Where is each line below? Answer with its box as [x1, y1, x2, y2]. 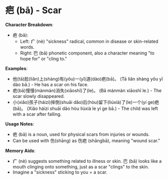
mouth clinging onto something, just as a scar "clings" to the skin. [12, 163, 149, 169]
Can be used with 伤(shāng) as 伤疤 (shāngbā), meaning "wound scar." [12, 137, 160, 144]
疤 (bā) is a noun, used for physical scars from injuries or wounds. [12, 131, 150, 137]
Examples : [5, 65, 28, 71]
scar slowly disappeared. [12, 93, 65, 99]
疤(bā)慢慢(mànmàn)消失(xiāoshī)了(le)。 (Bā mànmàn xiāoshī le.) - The [12, 87, 162, 93]
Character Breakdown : [5, 21, 54, 28]
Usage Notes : [5, 121, 34, 127]
